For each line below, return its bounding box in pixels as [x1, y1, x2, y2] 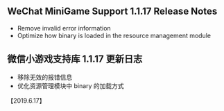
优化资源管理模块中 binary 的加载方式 [17, 81, 125, 89]
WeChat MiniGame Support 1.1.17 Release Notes [7, 6, 218, 17]
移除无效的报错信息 [17, 73, 73, 81]
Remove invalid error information [17, 24, 111, 32]
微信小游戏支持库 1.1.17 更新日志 [7, 53, 143, 65]
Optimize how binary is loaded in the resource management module [17, 31, 212, 40]
